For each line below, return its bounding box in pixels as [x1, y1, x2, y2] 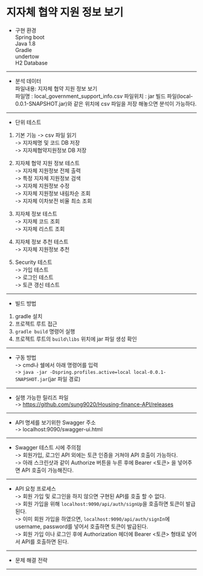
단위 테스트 [14, 119, 42, 126]
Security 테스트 [14, 258, 53, 266]
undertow [14, 53, 39, 60]
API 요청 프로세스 [14, 485, 56, 492]
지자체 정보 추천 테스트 [14, 238, 69, 245]
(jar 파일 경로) [47, 375, 81, 382]
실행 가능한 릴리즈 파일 [14, 394, 69, 401]
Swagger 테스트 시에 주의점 [14, 443, 82, 451]
